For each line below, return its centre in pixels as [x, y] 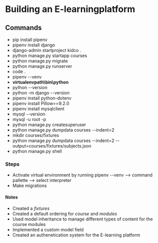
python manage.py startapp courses [50, 55]
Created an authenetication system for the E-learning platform [76, 235]
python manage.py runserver [42, 66]
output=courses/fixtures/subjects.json [52, 146]
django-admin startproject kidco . [47, 50]
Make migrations [30, 185]
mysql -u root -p [29, 119]
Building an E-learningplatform [70, 9]
